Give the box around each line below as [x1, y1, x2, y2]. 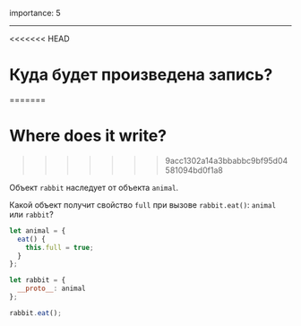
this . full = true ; [25, 243, 94, 252]
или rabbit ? [9, 209, 54, 219]
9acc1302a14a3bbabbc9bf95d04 [165, 155, 288, 166]
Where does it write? [9, 125, 168, 146]
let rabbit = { [9, 276, 66, 285]
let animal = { [9, 226, 66, 236]
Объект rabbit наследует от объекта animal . [9, 182, 179, 193]
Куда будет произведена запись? [9, 64, 273, 85]
